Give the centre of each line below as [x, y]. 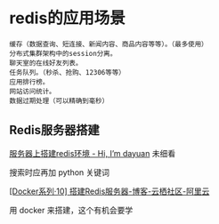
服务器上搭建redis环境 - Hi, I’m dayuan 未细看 [93, 153]
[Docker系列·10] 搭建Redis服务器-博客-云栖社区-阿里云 [109, 191]
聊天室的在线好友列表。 [46, 63]
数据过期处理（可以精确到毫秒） [59, 100]
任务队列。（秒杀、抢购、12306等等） [68, 72]
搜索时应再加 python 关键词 [59, 172]
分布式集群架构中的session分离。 [63, 53]
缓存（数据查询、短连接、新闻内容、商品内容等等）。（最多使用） [109, 44]
